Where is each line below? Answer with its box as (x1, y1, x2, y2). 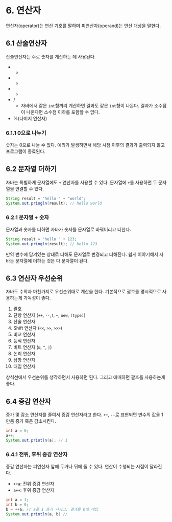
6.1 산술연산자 (6, 39, 47, 48)
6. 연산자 (6, 5, 41, 16)
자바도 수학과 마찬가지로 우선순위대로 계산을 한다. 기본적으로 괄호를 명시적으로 (6, 289, 161, 295)
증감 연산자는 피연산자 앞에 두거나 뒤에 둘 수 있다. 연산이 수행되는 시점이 (6, 464, 149, 470)
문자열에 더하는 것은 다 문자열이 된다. (15, 257, 89, 264)
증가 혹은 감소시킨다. (15, 418, 57, 424)
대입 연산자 (13, 363, 36, 369)
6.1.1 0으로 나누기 (6, 129, 46, 136)
